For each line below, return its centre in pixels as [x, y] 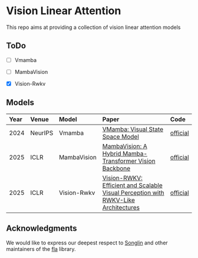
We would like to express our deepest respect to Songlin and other [87, 243]
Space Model [121, 136]
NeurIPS [42, 133]
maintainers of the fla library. [41, 249]
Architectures [121, 207]
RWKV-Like [119, 200]
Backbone [116, 168]
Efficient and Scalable [133, 185]
